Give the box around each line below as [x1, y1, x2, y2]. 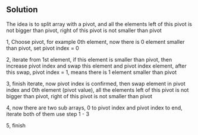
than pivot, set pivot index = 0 [6, 44, 79, 52]
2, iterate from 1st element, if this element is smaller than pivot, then [6, 56, 172, 63]
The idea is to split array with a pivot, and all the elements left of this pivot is [6, 20, 192, 27]
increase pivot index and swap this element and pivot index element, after [6, 62, 187, 69]
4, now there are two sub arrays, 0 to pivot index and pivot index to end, [6, 104, 183, 111]
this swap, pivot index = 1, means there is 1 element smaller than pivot [6, 68, 177, 76]
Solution [6, 5, 38, 15]
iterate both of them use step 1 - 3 [6, 110, 90, 117]
